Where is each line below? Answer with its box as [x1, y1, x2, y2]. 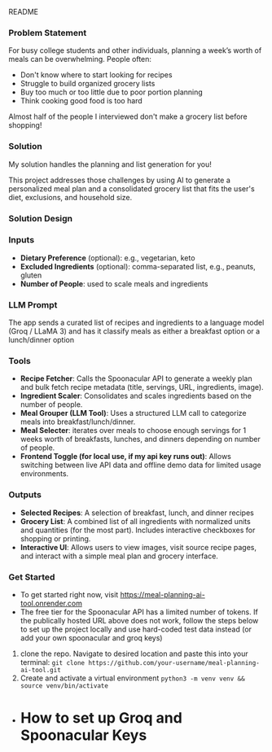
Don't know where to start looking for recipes [20, 70, 173, 80]
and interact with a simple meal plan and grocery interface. [20, 551, 218, 561]
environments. [20, 469, 69, 479]
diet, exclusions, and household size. [8, 192, 133, 202]
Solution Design [8, 212, 73, 224]
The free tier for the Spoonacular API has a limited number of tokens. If [20, 607, 258, 617]
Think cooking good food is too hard [20, 96, 143, 106]
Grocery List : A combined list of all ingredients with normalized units [20, 516, 251, 526]
